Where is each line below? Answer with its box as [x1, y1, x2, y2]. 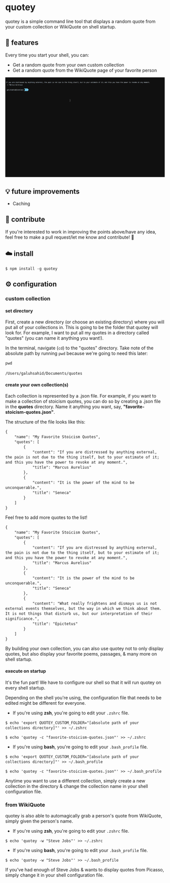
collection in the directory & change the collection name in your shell [5, 783, 148, 789]
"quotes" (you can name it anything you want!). [5, 335, 104, 341]
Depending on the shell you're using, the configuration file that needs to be [5, 695, 162, 701]
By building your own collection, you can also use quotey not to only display [5, 645, 163, 651]
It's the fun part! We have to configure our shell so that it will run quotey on [5, 679, 161, 685]
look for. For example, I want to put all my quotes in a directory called [5, 330, 149, 336]
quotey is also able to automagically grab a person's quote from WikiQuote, [5, 812, 162, 819]
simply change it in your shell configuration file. [5, 872, 104, 878]
